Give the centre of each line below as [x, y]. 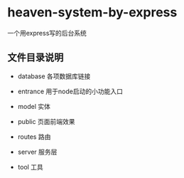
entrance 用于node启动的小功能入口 [70, 91]
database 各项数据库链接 [54, 76]
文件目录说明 [36, 58]
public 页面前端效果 [46, 121]
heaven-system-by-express [92, 12]
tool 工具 [31, 167]
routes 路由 [34, 137]
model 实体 [34, 106]
